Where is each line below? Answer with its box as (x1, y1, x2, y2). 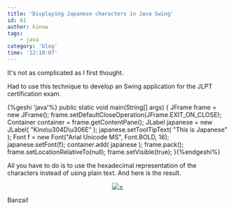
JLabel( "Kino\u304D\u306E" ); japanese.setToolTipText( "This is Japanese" (7, 125, 228, 134)
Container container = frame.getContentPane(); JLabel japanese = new (7, 118, 213, 126)
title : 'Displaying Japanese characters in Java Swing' (7, 10, 174, 17)
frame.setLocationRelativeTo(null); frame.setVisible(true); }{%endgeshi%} (7, 148, 221, 156)
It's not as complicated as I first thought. (7, 68, 124, 77)
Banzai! (7, 195, 29, 204)
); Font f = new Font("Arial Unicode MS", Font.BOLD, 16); (7, 132, 170, 141)
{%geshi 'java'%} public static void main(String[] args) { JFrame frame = (7, 103, 217, 111)
